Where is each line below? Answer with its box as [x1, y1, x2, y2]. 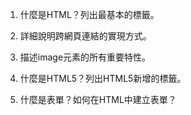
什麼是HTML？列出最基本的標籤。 [19, 9, 160, 20]
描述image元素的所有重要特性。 [19, 51, 152, 63]
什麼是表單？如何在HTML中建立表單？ [19, 94, 177, 105]
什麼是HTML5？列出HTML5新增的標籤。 [19, 73, 187, 84]
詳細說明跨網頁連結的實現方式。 [19, 30, 152, 42]
